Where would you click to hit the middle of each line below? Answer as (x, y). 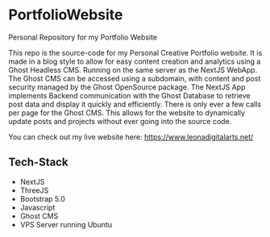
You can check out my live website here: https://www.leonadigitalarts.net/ (131, 137)
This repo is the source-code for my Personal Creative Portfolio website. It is (135, 52)
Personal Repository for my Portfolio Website (83, 37)
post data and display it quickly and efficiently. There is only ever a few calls (135, 104)
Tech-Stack (38, 162)
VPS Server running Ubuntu (66, 224)
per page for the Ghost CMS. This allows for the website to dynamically (127, 112)
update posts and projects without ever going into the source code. (120, 121)
